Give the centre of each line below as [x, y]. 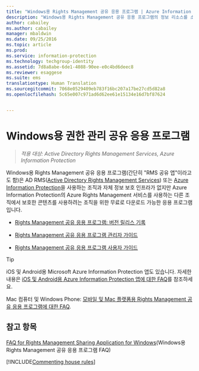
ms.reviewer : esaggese [34, 72]
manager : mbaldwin [29, 34]
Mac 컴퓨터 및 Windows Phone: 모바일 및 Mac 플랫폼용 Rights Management [96, 299]
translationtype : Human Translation [51, 84]
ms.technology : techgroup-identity [50, 61]
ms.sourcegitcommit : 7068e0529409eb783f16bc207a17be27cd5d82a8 [86, 89]
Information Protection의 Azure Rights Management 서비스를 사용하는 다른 [95, 195]
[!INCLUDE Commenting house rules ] [51, 362]
